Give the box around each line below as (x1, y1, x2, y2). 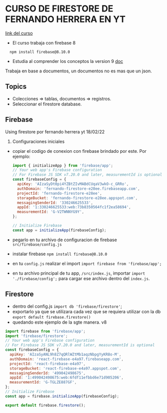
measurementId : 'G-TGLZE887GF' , (9, 380, 77, 385)
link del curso (5, 30, 33, 36)
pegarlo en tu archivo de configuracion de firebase (12, 237, 117, 243)
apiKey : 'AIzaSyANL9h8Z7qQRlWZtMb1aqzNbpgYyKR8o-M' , (9, 352, 122, 357)
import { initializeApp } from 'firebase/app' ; (12, 163, 113, 168)
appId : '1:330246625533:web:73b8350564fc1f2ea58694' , (17, 205, 131, 210)
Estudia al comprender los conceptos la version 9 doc (12, 58, 123, 64)
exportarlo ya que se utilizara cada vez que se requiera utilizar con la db (12, 308, 161, 315)
